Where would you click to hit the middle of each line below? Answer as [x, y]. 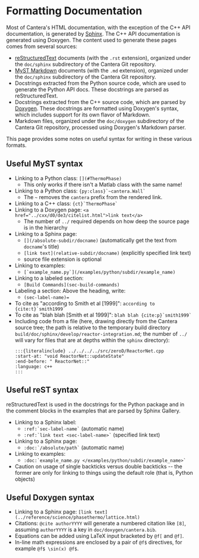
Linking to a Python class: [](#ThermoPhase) [68, 178]
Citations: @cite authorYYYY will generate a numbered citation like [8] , [100, 524]
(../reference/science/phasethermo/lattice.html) [78, 518]
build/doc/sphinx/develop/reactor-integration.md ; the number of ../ [101, 333]
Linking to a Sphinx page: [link [53, 512]
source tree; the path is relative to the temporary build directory [92, 327]
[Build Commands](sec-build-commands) [72, 285]
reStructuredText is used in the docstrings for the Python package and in [95, 404]
